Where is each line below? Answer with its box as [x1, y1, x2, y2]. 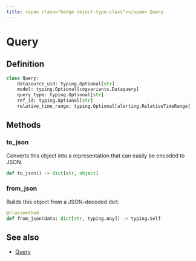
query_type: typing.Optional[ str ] [17, 92, 104, 98]
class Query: [6, 75, 39, 81]
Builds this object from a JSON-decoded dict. [6, 198, 120, 205]
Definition [6, 59, 44, 70]
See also [6, 232, 39, 242]
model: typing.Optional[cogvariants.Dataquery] [17, 86, 139, 93]
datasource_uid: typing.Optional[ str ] [17, 81, 115, 87]
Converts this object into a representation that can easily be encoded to [6, 152, 185, 159]
